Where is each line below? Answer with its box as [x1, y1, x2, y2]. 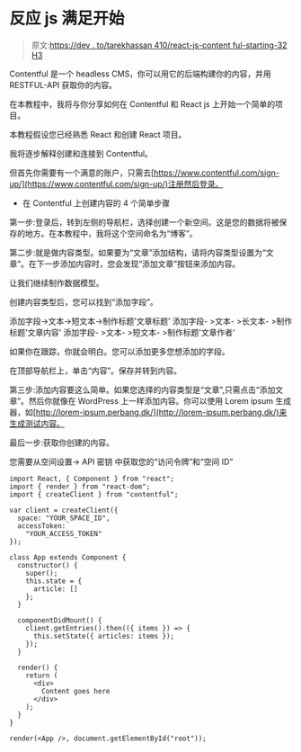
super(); [25, 568, 58, 577]
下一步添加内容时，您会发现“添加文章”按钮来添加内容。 [36, 258, 241, 269]
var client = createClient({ [9, 506, 119, 515]
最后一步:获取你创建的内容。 [9, 437, 115, 448]
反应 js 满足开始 [9, 8, 125, 29]
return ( [25, 671, 58, 680]
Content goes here [41, 686, 111, 695]
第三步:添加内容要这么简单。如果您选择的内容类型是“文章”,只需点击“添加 [9, 384, 276, 395]
